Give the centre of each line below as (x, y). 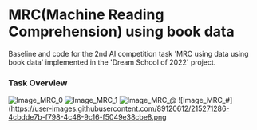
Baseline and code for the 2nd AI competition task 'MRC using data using (128, 53)
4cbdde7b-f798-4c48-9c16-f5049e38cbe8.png (87, 117)
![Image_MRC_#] (206, 100)
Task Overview (38, 83)
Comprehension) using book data (121, 32)
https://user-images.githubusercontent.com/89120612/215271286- (120, 108)
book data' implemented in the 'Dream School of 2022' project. (112, 62)
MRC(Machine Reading (86, 15)
